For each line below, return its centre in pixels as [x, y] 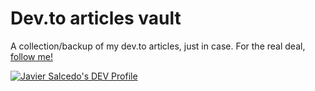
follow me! [31, 56]
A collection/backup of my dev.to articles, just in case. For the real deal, [158, 46]
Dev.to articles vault [96, 18]
